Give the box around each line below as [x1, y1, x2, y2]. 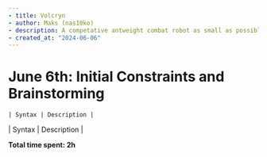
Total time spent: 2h [8, 140, 75, 150]
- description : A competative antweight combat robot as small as [8, 26, 233, 34]
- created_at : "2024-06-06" [8, 33, 102, 42]
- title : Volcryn [8, 11, 66, 20]
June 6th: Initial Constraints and [8, 68, 225, 86]
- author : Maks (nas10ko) [8, 19, 94, 27]
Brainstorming [8, 85, 105, 103]
